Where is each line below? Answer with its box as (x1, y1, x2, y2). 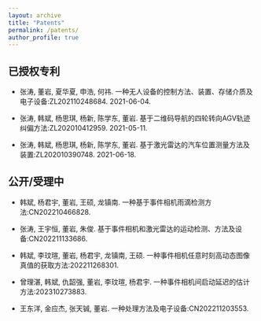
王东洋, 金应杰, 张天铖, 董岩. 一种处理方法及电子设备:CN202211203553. (19, 304, 249, 313)
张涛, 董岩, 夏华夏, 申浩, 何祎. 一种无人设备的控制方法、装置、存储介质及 (19, 87, 253, 97)
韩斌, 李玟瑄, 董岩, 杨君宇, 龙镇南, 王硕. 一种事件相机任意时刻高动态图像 (19, 250, 250, 260)
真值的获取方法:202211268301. (19, 260, 119, 270)
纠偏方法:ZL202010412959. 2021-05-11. (19, 124, 148, 133)
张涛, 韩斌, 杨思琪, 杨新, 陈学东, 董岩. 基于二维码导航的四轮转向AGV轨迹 (19, 113, 251, 123)
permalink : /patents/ (8, 26, 79, 34)
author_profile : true (8, 33, 79, 42)
